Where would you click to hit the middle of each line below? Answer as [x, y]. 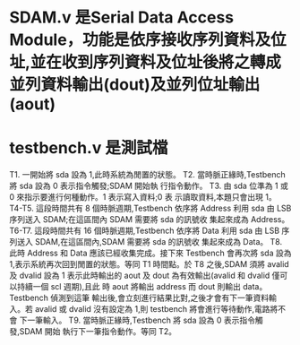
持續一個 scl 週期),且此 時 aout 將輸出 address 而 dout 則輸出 [129, 287]
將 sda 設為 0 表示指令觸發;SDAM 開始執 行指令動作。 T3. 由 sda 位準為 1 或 [149, 186]
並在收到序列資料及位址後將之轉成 [156, 62]
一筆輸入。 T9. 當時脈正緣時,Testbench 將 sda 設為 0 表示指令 [141, 320]
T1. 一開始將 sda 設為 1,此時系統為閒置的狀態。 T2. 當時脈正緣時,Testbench [147, 175]
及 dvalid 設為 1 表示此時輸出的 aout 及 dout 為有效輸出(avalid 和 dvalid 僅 [145, 276]
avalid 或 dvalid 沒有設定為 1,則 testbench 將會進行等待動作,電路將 [156, 309]
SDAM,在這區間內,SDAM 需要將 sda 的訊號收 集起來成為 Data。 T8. [159, 242]
